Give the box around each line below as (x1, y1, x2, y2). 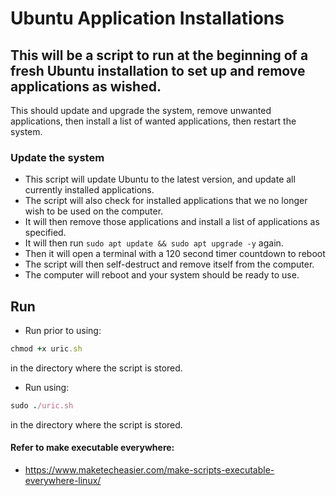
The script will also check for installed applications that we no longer (24, 195, 308, 207)
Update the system (10, 150, 105, 164)
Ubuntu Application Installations (10, 7, 285, 30)
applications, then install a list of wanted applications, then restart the (10, 115, 297, 127)
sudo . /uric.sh (10, 400, 74, 411)
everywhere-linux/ (24, 475, 102, 487)
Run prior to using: (24, 325, 102, 337)
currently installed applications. (24, 184, 155, 196)
